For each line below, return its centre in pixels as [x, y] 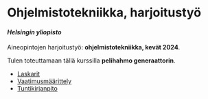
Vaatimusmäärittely [44, 81]
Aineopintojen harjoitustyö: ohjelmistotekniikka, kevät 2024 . [94, 47]
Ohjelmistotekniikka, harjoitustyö [104, 13]
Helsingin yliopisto [34, 32]
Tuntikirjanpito [37, 89]
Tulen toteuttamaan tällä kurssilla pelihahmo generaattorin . [91, 60]
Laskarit [28, 74]
